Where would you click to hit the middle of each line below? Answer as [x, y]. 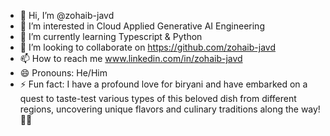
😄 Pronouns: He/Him [63, 73]
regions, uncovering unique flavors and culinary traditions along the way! [170, 109]
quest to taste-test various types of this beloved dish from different [158, 98]
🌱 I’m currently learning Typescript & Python [111, 36]
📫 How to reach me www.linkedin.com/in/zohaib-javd [131, 58]
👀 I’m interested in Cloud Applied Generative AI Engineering [142, 26]
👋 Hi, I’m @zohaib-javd [67, 15]
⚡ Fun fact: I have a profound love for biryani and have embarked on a [163, 84]
